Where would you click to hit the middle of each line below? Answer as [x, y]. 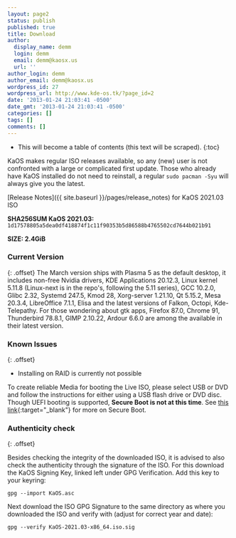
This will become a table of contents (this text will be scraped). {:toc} [119, 147]
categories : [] [30, 113]
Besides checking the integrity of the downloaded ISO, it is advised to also [116, 457]
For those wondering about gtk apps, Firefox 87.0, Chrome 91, [130, 310]
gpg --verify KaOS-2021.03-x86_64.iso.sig [71, 527]
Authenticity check [41, 428]
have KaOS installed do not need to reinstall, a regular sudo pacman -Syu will [118, 176]
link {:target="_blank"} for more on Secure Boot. [77, 410]
